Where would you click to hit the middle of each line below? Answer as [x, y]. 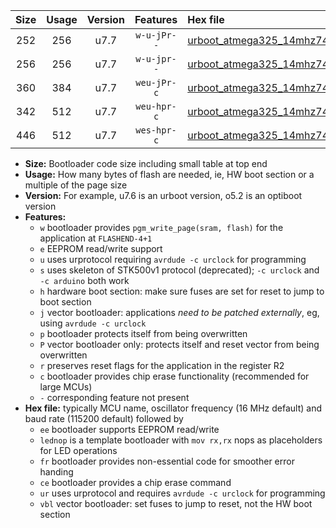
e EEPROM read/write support [101, 248]
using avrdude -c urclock [93, 323]
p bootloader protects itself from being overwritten [143, 333]
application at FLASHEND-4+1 [96, 238]
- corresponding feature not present [114, 397]
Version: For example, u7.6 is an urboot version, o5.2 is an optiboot [163, 195]
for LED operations [78, 450]
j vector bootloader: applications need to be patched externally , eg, [179, 312]
